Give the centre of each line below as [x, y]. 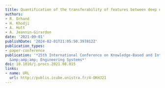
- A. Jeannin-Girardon [28, 32]
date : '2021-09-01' [25, 37]
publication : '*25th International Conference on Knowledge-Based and [79, 55]
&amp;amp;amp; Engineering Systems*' [48, 60]
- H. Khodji [17, 23]
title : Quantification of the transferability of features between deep [81, 10]
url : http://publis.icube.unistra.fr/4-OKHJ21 [58, 78]
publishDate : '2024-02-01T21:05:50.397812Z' [51, 42]
